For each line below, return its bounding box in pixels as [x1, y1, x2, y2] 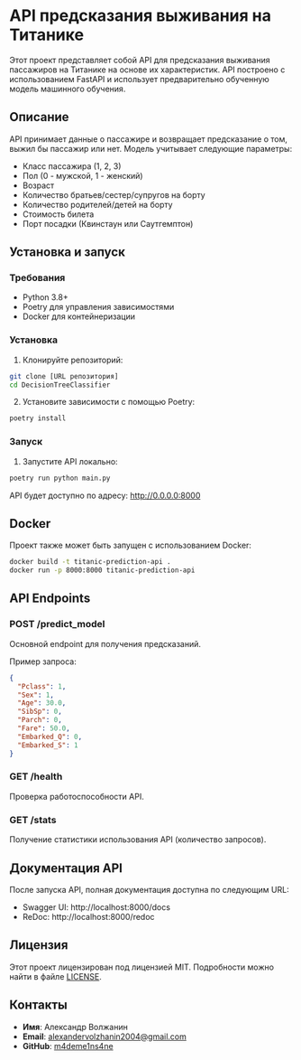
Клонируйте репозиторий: [22, 354, 123, 365]
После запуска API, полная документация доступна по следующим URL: [9, 884, 290, 895]
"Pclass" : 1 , [17, 681, 67, 691]
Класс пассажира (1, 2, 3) [22, 160, 122, 172]
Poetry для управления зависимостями [22, 302, 175, 313]
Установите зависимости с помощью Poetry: [22, 397, 196, 408]
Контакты [9, 998, 68, 1013]
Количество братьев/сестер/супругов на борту [22, 189, 205, 200]
